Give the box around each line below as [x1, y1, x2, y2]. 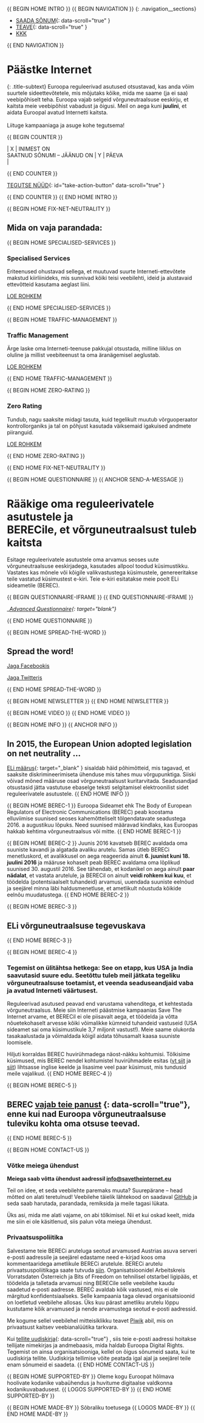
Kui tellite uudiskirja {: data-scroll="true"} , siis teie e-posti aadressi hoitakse [7, 1335, 197, 1342]
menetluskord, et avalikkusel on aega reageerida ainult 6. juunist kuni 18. [7, 853, 190, 860]
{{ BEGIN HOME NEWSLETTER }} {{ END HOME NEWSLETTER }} [7, 698, 169, 705]
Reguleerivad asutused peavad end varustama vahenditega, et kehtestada [7, 1000, 193, 1008]
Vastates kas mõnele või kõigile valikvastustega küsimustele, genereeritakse [7, 568, 198, 576]
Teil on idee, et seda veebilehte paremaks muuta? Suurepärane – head [7, 1187, 183, 1194]
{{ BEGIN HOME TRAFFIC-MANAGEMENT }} [7, 316, 118, 324]
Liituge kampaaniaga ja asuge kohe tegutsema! [7, 121, 125, 129]
